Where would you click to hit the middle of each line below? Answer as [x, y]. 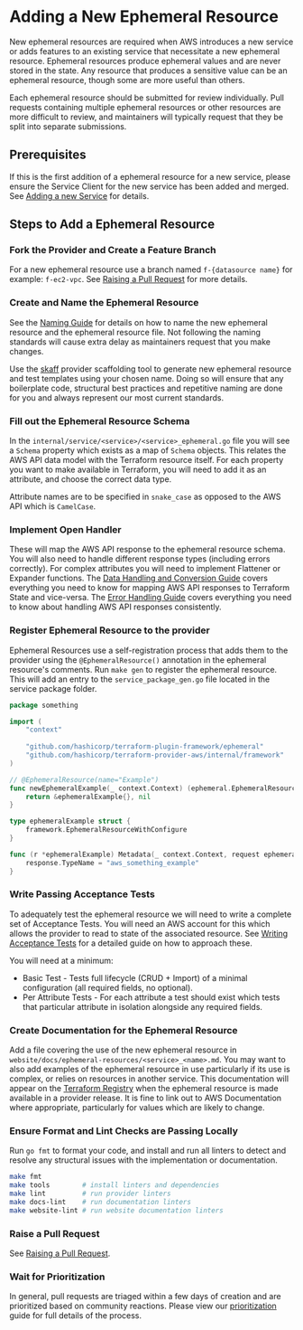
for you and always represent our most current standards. [116, 397]
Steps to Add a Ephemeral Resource [112, 225]
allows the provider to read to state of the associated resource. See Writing [149, 933]
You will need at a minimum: [62, 960]
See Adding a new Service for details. [79, 195]
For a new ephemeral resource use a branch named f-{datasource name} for [151, 269]
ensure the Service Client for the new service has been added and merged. [149, 186]
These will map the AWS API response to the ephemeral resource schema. [147, 550]
